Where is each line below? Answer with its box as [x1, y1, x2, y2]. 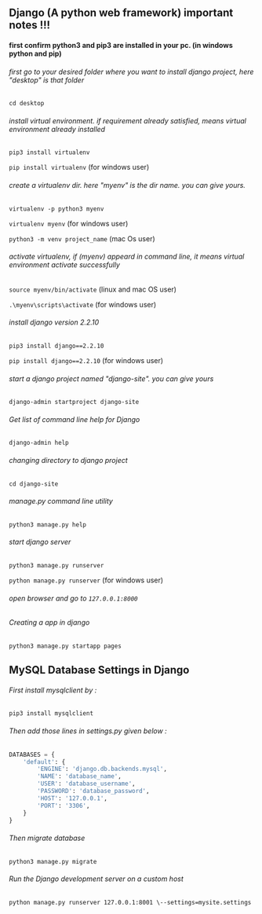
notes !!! [9, 19, 50, 32]
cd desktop [9, 100, 45, 108]
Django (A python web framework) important [9, 6, 234, 20]
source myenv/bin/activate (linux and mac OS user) [9, 284, 177, 294]
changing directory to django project [9, 456, 128, 464]
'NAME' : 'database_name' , [37, 773, 122, 780]
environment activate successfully [9, 260, 121, 270]
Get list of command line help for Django [9, 414, 140, 424]
